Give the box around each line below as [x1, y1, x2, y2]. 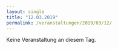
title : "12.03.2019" [6, 14, 59, 20]
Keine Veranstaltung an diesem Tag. [6, 36, 96, 44]
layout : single [6, 8, 45, 15]
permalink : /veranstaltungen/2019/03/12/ [6, 20, 113, 26]
